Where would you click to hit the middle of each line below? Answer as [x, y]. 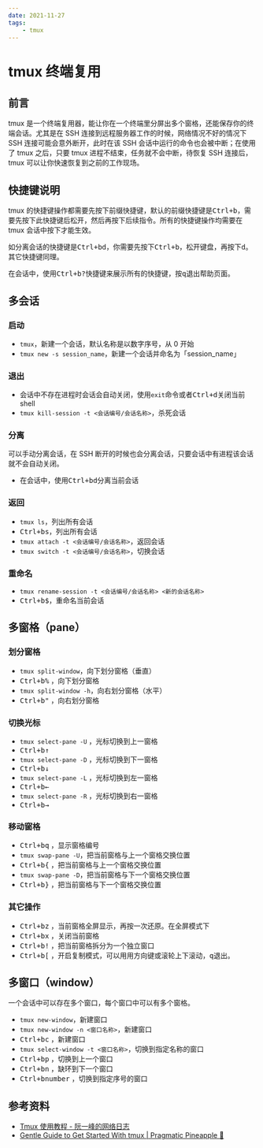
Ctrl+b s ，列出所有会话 [58, 531]
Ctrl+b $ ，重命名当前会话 [62, 600]
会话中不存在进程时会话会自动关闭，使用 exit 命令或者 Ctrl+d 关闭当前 [132, 395]
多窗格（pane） [47, 628]
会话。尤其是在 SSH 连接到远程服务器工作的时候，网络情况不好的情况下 [131, 133]
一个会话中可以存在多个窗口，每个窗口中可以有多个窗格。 [101, 1003]
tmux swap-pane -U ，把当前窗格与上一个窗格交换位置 [105, 855]
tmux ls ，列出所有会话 [56, 522]
